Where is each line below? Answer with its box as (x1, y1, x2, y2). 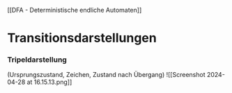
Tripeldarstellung (7, 55, 68, 65)
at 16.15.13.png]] (26, 78, 72, 86)
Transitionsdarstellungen (7, 31, 157, 46)
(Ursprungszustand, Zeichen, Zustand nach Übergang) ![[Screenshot (7, 71, 206, 79)
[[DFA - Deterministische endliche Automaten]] (7, 6, 142, 14)
